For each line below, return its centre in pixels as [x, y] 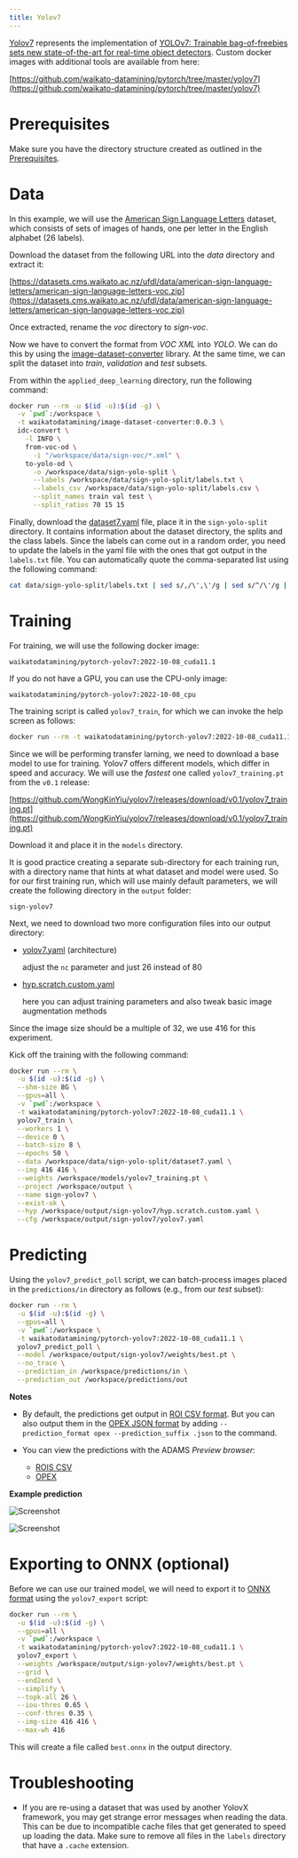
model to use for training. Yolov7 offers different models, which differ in [140, 763]
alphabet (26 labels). [47, 237]
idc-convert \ [43, 431]
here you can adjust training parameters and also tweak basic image [147, 1001]
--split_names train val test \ [92, 497]
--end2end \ [39, 1680]
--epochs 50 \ [43, 1154]
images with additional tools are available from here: [104, 61]
